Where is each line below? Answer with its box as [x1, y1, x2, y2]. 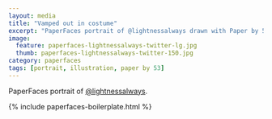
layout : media [8, 11, 57, 20]
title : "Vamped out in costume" [8, 19, 117, 27]
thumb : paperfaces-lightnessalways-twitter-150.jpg [15, 49, 194, 57]
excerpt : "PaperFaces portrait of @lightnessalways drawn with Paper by [8, 27, 259, 35]
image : [8, 34, 31, 43]
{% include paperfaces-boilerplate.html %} [8, 101, 152, 111]
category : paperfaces [8, 57, 82, 65]
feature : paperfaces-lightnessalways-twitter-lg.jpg [15, 42, 198, 50]
